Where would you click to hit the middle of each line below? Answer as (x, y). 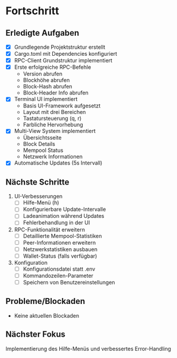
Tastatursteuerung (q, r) (52, 118)
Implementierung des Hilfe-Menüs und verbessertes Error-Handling (88, 349)
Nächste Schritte (37, 182)
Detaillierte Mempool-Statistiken (62, 236)
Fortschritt (32, 11)
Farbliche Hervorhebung (53, 125)
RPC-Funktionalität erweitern (50, 229)
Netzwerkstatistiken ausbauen (60, 249)
